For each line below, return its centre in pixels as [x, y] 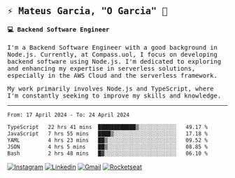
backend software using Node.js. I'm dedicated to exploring [114, 61]
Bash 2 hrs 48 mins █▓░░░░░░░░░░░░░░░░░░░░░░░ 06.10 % [108, 153]
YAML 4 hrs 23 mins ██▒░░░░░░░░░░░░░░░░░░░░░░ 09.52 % [108, 141]
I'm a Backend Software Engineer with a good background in [113, 47]
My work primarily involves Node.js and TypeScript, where [111, 88]
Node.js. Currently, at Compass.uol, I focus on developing [113, 54]
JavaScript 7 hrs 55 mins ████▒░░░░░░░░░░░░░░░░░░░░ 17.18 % [108, 134]
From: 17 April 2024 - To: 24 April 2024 [69, 115]
